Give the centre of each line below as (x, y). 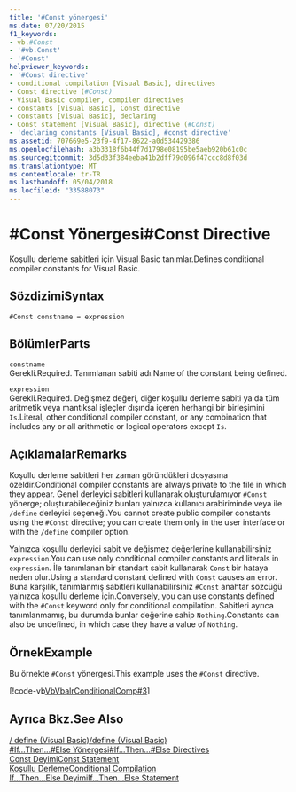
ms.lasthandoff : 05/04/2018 (61, 183)
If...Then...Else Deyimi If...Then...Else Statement (94, 778)
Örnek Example (51, 652)
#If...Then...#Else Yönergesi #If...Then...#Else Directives (109, 749)
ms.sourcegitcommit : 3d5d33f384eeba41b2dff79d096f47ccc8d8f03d (129, 157)
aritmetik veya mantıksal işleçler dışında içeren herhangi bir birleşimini (137, 407)
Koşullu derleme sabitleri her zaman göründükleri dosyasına (119, 475)
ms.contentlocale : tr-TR (55, 174)
